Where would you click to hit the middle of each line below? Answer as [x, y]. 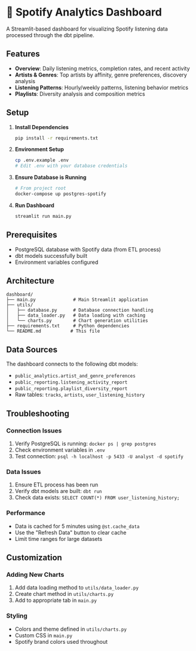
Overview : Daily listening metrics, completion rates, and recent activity [102, 68]
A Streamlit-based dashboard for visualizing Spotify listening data [87, 29]
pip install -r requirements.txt [56, 138]
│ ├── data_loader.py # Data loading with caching [76, 316]
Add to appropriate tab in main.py [56, 600]
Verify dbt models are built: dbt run [58, 491]
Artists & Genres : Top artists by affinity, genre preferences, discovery [101, 75]
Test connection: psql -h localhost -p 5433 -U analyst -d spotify [99, 456]
